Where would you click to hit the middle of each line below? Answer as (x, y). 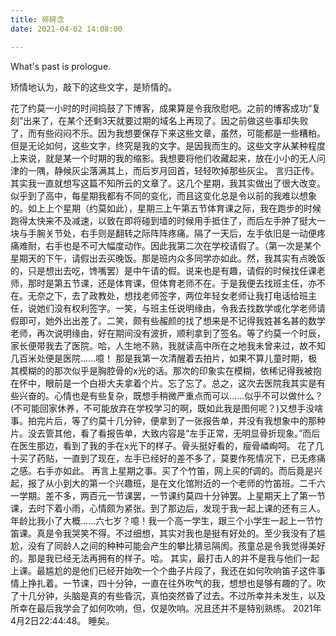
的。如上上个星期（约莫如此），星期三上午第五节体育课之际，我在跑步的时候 (166, 208)
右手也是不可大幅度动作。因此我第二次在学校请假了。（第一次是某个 (183, 245)
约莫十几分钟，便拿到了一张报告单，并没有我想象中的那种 (207, 420)
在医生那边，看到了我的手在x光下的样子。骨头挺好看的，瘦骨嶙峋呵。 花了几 (167, 445)
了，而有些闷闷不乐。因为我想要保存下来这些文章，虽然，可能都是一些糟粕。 (168, 133)
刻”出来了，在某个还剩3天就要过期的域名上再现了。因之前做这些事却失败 (159, 120)
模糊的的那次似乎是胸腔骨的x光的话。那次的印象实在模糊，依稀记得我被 (165, 370)
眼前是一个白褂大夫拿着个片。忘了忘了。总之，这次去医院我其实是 (180, 383)
